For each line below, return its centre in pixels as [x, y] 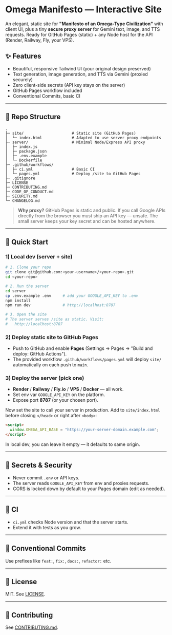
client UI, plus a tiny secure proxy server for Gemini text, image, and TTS [83, 29]
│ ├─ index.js [21, 147]
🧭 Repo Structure [33, 117]
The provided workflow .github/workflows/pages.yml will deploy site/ [87, 359]
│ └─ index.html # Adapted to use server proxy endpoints [83, 138]
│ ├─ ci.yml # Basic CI [50, 169]
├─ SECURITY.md [21, 196]
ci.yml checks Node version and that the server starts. [71, 522]
